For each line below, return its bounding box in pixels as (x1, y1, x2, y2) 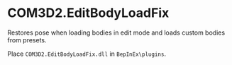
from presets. (7, 35, 48, 44)
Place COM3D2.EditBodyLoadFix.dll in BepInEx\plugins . (7, 49, 167, 58)
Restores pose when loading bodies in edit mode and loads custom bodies (7, 28, 226, 37)
